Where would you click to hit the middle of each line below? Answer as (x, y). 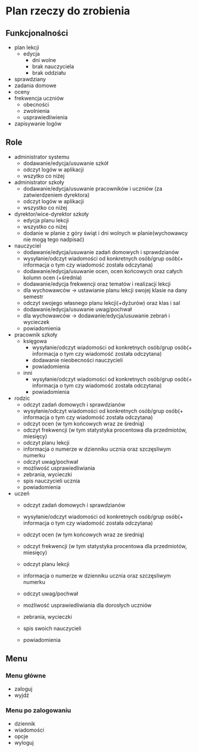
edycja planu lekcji (46, 220)
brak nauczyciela (53, 66)
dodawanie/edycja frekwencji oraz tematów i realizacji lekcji (97, 284)
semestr (33, 296)
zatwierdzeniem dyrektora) (56, 195)
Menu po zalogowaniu (38, 711)
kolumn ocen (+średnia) (52, 277)
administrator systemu (42, 157)
